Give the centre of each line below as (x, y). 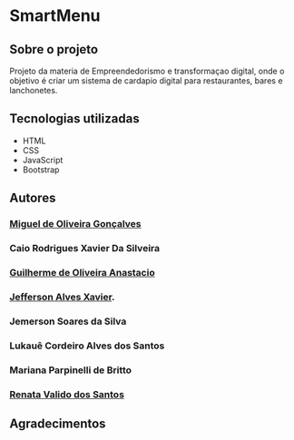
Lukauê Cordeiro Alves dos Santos (87, 346)
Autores (33, 198)
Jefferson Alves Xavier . (62, 297)
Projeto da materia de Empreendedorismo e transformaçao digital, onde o (147, 71)
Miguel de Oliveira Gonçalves (75, 224)
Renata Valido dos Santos (67, 394)
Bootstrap (41, 170)
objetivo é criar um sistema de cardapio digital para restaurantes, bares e (146, 81)
